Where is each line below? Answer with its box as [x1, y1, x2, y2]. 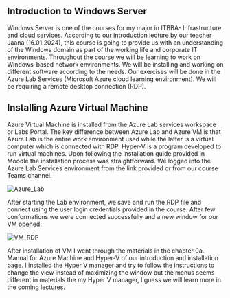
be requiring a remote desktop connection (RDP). [7, 82, 146, 90]
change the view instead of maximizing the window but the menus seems [7, 268, 215, 277]
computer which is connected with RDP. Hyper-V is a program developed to [7, 142, 222, 150]
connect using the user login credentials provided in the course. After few [7, 205, 216, 214]
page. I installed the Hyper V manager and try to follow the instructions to [7, 261, 215, 269]
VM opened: [7, 220, 43, 228]
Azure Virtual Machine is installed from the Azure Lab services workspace [7, 120, 217, 128]
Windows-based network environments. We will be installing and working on [7, 60, 224, 68]
